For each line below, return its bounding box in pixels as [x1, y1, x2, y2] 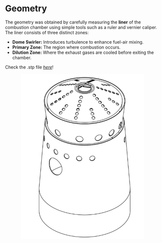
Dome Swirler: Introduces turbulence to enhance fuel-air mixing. [12, 39, 144, 45]
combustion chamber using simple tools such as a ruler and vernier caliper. [5, 24, 157, 30]
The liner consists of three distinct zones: [5, 29, 89, 35]
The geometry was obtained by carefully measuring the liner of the [5, 19, 141, 25]
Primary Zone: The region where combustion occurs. [12, 44, 121, 50]
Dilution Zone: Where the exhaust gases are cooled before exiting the [12, 49, 154, 55]
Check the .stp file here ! [5, 64, 54, 70]
